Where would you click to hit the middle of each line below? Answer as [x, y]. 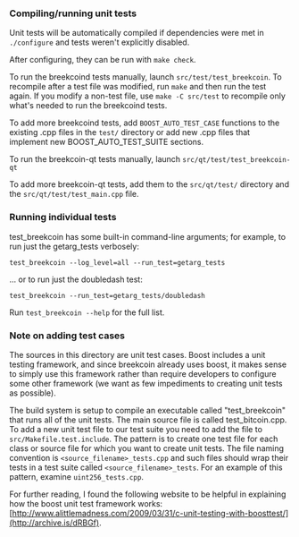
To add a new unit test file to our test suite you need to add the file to [136, 429]
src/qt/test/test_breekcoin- [237, 160]
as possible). [33, 393]
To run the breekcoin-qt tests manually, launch [95, 159]
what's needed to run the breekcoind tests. [88, 106]
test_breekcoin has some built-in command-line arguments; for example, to [148, 236]
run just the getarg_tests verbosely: [75, 246]
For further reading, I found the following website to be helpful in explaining [148, 494]
